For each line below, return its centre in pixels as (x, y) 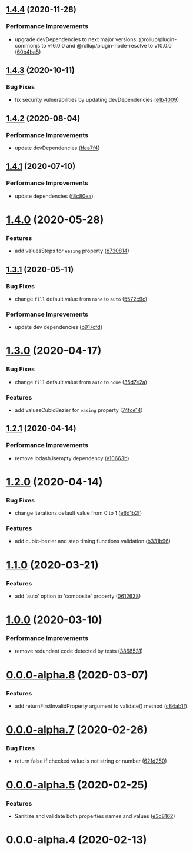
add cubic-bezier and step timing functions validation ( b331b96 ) (92, 541)
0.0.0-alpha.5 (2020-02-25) (77, 785)
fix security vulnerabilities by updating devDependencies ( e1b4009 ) (97, 100)
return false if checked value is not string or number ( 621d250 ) (91, 761)
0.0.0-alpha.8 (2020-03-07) (77, 675)
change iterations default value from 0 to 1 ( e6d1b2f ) (78, 513)
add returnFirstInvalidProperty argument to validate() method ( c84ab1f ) (101, 706)
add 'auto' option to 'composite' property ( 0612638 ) (78, 596)
